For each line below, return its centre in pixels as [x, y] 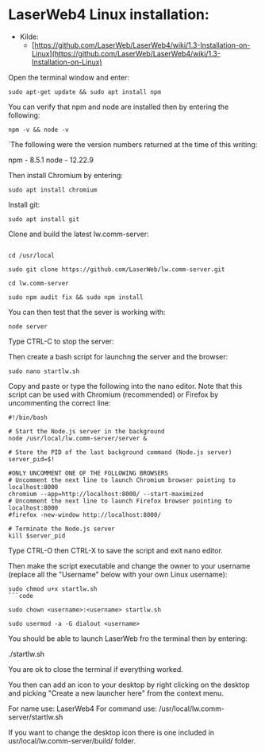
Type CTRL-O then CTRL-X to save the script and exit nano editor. [116, 550]
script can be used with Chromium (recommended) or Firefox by [113, 394]
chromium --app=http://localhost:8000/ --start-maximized [106, 494]
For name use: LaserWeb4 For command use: [83, 708]
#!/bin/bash [28, 417]
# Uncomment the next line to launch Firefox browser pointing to [120, 501]
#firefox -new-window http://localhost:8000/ [84, 514]
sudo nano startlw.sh [44, 371]
